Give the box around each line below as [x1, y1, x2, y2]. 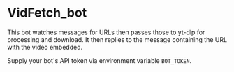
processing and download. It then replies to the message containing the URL [7, 35, 228, 43]
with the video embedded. [7, 43, 82, 51]
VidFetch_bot [7, 5, 87, 21]
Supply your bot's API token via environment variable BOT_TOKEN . [7, 56, 192, 64]
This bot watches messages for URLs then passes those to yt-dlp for [7, 28, 205, 36]
